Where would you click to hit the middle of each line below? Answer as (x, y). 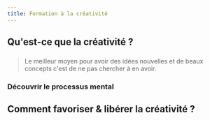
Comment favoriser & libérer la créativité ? (101, 109)
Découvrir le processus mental (61, 87)
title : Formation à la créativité (58, 14)
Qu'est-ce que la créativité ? (70, 42)
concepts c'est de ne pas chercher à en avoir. (90, 68)
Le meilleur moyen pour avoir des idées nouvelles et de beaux (114, 61)
